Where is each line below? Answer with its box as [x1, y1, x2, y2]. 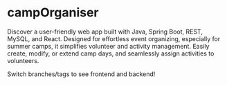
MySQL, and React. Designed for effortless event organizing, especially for [7, 34, 221, 42]
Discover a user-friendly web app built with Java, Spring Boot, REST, [7, 27, 203, 36]
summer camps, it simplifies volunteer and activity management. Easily [7, 42, 210, 50]
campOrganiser [7, 5, 99, 21]
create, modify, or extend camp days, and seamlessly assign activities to [7, 49, 215, 58]
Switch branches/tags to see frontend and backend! [7, 70, 156, 78]
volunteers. [7, 56, 39, 64]
